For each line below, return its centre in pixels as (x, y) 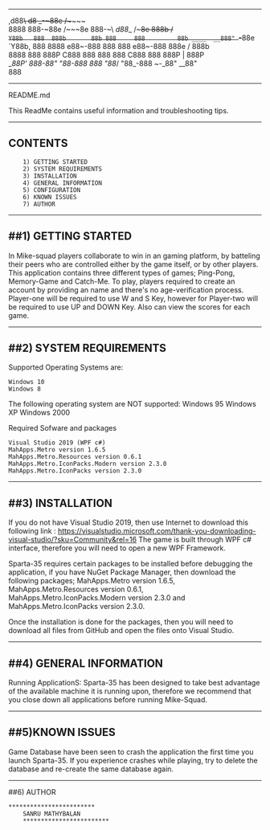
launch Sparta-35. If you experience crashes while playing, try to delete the (133, 760)
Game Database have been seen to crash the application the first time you (131, 751)
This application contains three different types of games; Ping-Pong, (122, 272)
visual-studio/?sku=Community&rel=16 (73, 540)
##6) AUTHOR (32, 791)
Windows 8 (25, 389)
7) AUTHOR (39, 204)
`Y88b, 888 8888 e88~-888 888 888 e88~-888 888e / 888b (109, 46)
